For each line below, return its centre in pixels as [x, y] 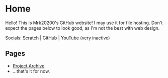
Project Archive [28, 65]
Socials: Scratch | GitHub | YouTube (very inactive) [58, 38]
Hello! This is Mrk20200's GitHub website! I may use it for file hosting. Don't [84, 23]
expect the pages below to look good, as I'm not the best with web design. [82, 28]
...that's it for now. [31, 71]
